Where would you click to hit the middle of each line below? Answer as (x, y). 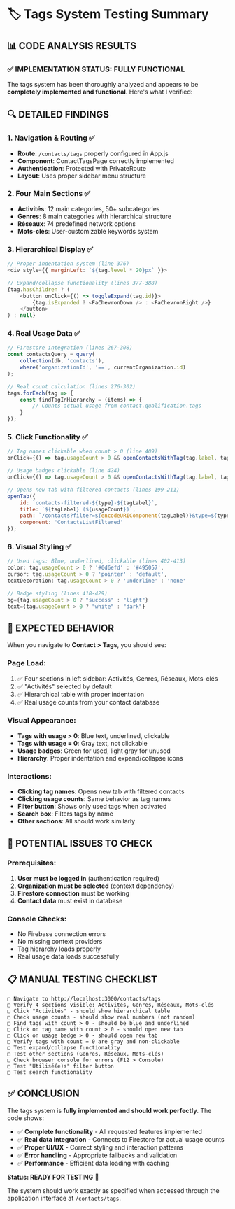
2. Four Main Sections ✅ (49, 194)
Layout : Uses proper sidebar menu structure (82, 176)
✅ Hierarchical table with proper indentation (81, 694)
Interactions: (30, 776)
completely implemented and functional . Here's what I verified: (100, 92)
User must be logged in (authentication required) (88, 878)
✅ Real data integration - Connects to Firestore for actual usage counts (121, 1139)
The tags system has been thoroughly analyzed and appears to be (103, 84)
